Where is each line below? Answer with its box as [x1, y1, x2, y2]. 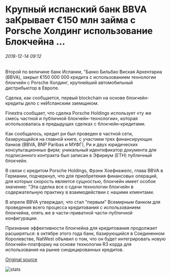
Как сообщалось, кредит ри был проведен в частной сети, [5, 131, 133, 137]
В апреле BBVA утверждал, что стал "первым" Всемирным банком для [5, 199, 161, 205]
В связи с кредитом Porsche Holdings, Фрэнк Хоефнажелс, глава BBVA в [5, 168, 163, 174]
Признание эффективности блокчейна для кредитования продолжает [5, 225, 158, 231]
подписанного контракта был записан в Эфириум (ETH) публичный [5, 152, 152, 159]
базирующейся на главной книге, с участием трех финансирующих [5, 136, 153, 142]
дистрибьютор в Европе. [5, 85, 60, 91]
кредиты [5, 100, 24, 106]
